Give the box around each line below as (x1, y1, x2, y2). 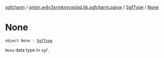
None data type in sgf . (5, 47, 49, 53)
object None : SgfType (5, 38, 53, 43)
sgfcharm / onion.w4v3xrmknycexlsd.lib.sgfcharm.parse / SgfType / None (5, 4, 159, 10)
